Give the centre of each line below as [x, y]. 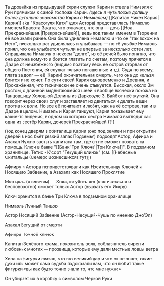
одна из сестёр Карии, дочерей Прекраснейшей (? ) [60, 122]
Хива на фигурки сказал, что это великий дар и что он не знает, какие [79, 259]
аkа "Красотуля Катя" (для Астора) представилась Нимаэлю [86, 23]
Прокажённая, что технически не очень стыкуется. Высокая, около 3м [80, 85]
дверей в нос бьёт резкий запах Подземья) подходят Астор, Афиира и [79, 136]
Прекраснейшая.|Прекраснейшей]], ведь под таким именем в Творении [81, 33]
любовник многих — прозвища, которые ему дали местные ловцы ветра [82, 249]
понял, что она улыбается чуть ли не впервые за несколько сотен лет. [79, 49]
